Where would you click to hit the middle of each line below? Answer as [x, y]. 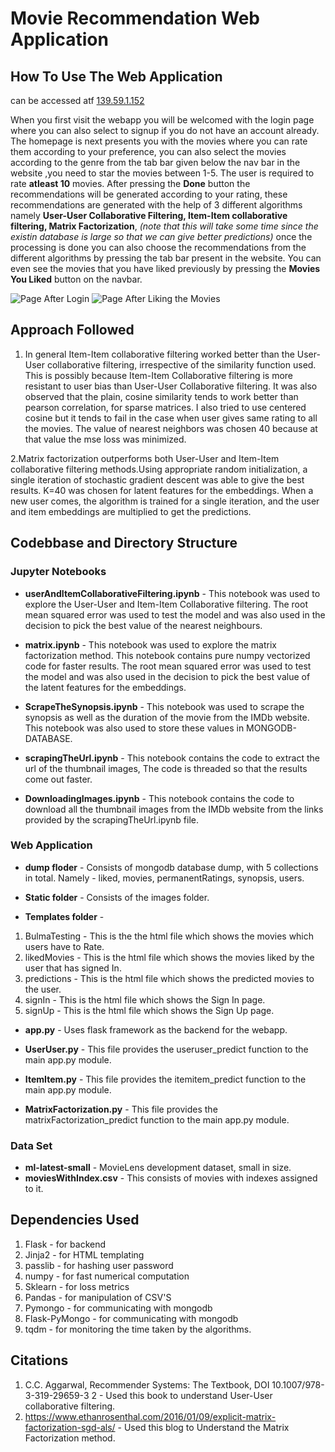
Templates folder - [64, 916]
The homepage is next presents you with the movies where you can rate [159, 141]
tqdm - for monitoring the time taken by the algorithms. [138, 1329]
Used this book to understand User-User [189, 1395]
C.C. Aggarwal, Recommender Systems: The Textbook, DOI [147, 1384]
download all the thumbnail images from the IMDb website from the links [174, 809]
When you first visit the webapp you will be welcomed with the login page [162, 120]
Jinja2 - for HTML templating [84, 1254]
